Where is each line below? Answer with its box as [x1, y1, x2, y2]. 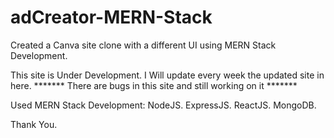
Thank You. [10, 118, 58, 130]
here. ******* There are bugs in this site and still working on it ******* [10, 79, 298, 91]
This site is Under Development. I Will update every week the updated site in [10, 69, 325, 81]
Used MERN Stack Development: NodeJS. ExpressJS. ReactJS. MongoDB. [10, 99, 317, 111]
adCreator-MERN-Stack [10, 6, 213, 29]
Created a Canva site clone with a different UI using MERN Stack [10, 39, 277, 51]
